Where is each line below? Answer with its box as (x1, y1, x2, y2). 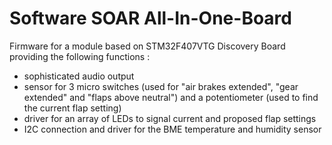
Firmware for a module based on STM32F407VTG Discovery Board (9, 40, 286, 52)
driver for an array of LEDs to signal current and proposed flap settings (23, 112, 317, 124)
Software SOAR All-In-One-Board (9, 7, 292, 30)
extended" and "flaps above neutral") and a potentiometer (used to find (23, 91, 319, 103)
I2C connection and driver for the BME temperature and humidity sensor (23, 123, 322, 135)
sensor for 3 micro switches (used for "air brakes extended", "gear (23, 80, 299, 92)
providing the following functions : (9, 50, 151, 62)
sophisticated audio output (23, 70, 135, 82)
